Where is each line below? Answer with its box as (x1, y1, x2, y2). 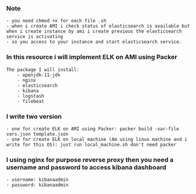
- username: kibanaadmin (6, 177, 69, 183)
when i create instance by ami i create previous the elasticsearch (6, 28, 182, 34)
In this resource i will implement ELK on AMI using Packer (6, 53, 178, 61)
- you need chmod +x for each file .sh (6, 18, 107, 24)
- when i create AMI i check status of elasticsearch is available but (6, 23, 190, 30)
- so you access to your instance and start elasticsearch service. (6, 39, 182, 45)
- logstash (17, 93, 45, 99)
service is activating (6, 34, 63, 40)
